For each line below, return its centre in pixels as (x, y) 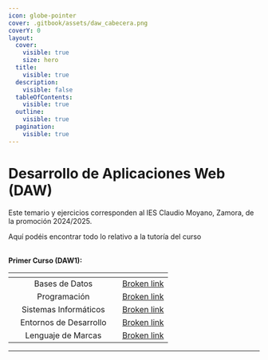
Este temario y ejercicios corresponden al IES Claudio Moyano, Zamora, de (131, 213)
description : (37, 82)
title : (26, 68)
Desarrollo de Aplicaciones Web (117, 173)
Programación (63, 296)
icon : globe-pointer (43, 16)
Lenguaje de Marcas (63, 335)
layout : (21, 38)
